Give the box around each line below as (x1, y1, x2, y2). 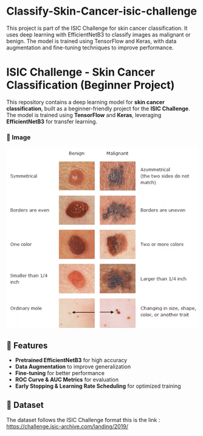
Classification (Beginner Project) (6, 78, 175, 92)
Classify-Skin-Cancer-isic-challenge (6, 4, 198, 18)
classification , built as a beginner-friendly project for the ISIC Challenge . (6, 105, 190, 112)
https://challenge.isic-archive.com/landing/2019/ (6, 423, 129, 430)
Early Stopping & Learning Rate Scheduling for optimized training (15, 382, 181, 390)
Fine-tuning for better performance (15, 369, 105, 376)
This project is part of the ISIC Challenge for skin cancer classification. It (6, 24, 188, 32)
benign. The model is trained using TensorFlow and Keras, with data (6, 37, 177, 45)
